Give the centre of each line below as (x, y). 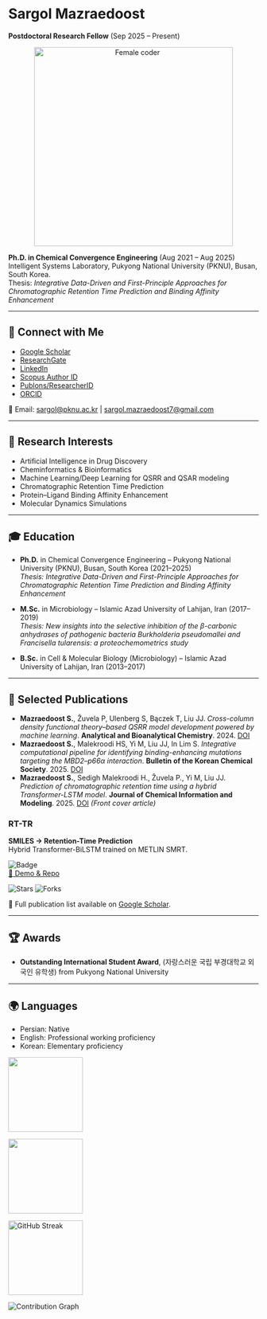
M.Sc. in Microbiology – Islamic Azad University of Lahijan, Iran (124, 609)
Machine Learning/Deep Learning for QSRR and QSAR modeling (124, 478)
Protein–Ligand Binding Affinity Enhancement (94, 495)
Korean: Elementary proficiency (71, 1046)
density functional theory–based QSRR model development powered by (137, 727)
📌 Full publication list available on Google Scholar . (89, 904)
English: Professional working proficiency (87, 1038)
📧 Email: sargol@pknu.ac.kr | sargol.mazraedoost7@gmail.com (111, 409)
